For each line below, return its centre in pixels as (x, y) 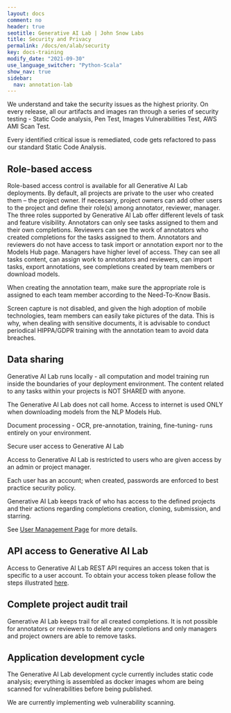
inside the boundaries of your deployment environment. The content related (115, 384)
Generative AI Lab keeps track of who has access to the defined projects (111, 501)
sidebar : (20, 78)
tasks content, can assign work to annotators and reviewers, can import (110, 259)
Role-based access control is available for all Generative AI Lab (97, 186)
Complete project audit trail (68, 604)
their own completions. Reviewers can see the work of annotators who (108, 230)
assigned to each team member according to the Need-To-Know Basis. (109, 295)
